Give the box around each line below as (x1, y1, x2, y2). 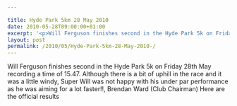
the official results (7, 93, 60, 101)
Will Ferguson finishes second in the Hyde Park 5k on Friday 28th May (7, 62, 212, 71)
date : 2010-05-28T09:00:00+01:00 (7, 23, 106, 30)
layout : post (7, 36, 46, 43)
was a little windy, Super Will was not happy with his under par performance (7, 77, 229, 86)
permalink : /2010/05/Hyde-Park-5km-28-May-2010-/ (7, 43, 157, 50)
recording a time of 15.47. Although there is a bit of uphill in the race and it (7, 70, 222, 78)
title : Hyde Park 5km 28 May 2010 (7, 16, 109, 23)
